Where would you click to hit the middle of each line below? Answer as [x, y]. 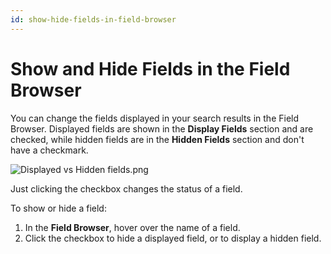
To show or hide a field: [58, 208]
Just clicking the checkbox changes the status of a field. [126, 188]
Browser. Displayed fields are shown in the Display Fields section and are [162, 128]
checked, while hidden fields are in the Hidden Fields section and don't [157, 139]
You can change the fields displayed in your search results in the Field [155, 118]
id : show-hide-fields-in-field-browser [93, 19]
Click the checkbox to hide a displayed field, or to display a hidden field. [173, 238]
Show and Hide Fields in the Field [150, 68]
